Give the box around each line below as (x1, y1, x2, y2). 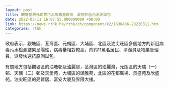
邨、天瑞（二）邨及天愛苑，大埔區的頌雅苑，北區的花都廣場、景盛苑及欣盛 (5, 70, 159, 76)
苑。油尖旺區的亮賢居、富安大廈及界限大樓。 (5, 76, 98, 82)
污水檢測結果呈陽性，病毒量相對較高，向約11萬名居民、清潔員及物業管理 (9, 47, 159, 53)
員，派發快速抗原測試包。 (5, 53, 58, 59)
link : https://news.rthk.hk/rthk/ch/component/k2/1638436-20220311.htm (5, 21, 158, 27)
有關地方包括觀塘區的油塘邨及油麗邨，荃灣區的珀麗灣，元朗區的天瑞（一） (5, 64, 159, 70)
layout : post (5, 7, 33, 13)
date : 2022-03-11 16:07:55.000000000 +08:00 (5, 17, 100, 22)
